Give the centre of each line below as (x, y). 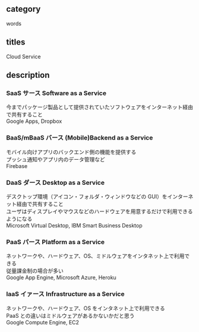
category (23, 9)
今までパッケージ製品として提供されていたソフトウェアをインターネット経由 (99, 107)
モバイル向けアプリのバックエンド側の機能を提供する (71, 152)
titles (16, 42)
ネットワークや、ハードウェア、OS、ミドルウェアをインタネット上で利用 (95, 256)
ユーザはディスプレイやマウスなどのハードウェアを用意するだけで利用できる (99, 211)
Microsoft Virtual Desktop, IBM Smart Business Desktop (74, 225)
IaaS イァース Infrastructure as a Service (65, 294)
